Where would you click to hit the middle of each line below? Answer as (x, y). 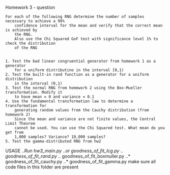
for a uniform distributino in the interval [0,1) (69, 70)
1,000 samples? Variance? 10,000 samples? (60, 137)
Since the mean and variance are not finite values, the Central (85, 119)
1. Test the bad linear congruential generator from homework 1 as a (81, 61)
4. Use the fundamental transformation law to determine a (69, 101)
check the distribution (31, 43)
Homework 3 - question (30, 7)
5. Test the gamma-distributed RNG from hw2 (53, 141)
